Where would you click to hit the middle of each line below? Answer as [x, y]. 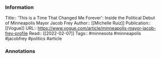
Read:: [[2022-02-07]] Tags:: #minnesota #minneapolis [85, 34]
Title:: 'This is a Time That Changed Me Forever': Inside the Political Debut [80, 18]
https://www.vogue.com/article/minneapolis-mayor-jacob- [97, 28]
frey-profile [16, 34]
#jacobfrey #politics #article [34, 39]
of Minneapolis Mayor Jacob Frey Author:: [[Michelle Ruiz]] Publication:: [78, 23]
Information [19, 7]
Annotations [20, 51]
